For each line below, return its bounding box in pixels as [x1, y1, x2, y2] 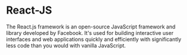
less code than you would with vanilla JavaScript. [6, 42, 126, 49]
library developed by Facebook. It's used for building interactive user [6, 29, 174, 36]
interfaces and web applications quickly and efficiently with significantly [6, 35, 182, 43]
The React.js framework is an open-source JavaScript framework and [6, 23, 176, 30]
